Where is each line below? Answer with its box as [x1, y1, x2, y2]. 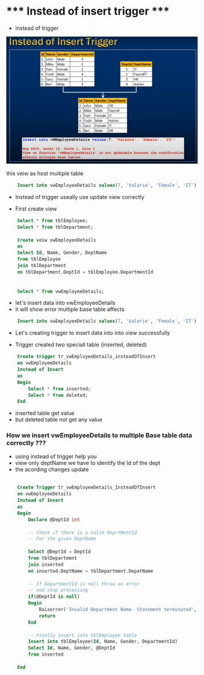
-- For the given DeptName [28, 536, 97, 542]
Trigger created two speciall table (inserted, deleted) [15, 341, 148, 348]
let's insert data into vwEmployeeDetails [15, 299, 115, 307]
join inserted [28, 561, 64, 567]
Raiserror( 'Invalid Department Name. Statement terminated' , [38, 607, 197, 613]
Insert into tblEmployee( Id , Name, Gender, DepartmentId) [28, 638, 178, 645]
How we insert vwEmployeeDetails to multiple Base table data [6, 431, 192, 439]
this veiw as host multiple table [6, 170, 84, 177]
